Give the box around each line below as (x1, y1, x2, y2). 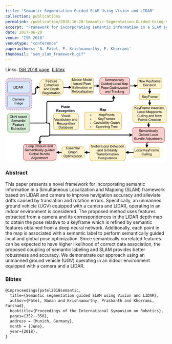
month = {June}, (10, 323, 45, 329)
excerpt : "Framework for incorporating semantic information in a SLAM (5, 25, 161, 30)
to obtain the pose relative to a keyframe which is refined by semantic (5, 219, 153, 225)
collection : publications (5, 13, 60, 19)
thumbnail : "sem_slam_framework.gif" (5, 51, 86, 56)
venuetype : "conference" (5, 41, 58, 46)
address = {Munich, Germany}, (10, 318, 74, 323)
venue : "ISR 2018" (5, 35, 45, 41)
